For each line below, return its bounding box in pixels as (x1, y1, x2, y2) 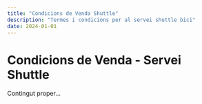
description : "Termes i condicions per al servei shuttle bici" (7, 16, 196, 23)
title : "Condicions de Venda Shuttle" (7, 10, 119, 17)
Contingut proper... (7, 90, 61, 98)
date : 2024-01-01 (7, 23, 57, 29)
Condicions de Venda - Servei (7, 52, 181, 68)
